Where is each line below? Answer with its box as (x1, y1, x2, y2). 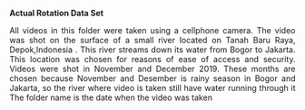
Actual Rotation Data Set (9, 8, 104, 18)
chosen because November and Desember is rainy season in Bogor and (9, 73, 296, 84)
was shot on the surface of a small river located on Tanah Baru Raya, (9, 35, 296, 45)
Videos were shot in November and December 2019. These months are (9, 63, 296, 74)
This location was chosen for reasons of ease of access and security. (9, 54, 296, 64)
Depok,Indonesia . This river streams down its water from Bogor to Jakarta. (9, 44, 296, 55)
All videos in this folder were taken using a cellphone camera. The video (9, 25, 296, 35)
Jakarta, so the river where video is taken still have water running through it (9, 83, 296, 93)
